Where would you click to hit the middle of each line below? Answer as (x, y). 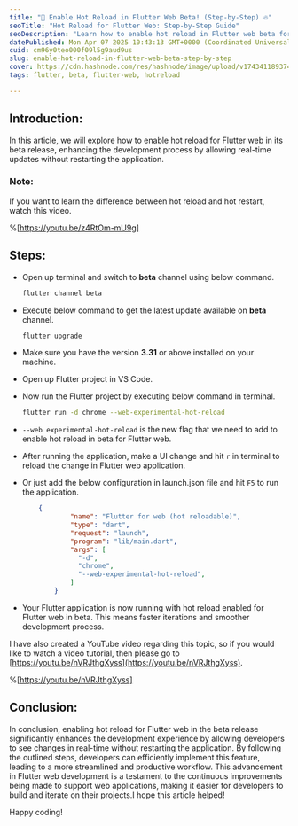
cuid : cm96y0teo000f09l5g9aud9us (71, 51)
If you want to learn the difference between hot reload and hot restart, (137, 201)
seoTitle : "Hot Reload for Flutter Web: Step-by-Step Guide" (125, 26)
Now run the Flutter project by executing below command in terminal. (149, 396)
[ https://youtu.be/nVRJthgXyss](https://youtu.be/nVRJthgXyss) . (126, 662)
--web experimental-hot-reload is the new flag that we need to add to (149, 430)
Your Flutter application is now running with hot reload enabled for (143, 607)
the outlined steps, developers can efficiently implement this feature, (135, 757)
